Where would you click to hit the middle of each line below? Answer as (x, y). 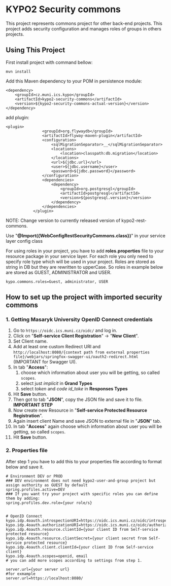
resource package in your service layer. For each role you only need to (80, 256)
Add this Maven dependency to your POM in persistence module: (74, 81)
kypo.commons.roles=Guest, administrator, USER (57, 282)
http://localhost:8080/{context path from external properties (81, 353)
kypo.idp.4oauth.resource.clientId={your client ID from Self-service (82, 529)
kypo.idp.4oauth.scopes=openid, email (47, 556)
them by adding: (23, 498)
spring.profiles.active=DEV (36, 489)
